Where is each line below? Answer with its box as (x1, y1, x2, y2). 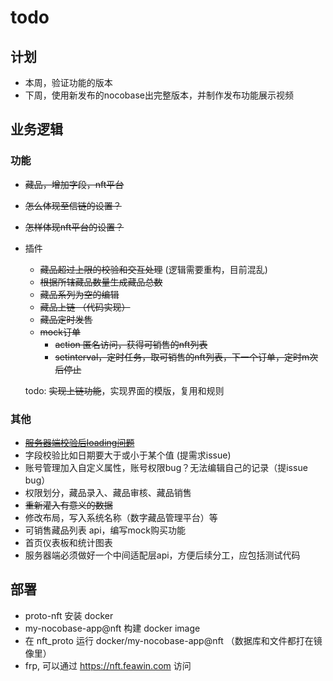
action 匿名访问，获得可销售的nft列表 (54, 338, 208, 350)
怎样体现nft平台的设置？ (24, 221, 125, 233)
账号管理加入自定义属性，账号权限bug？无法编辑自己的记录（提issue (24, 461, 308, 473)
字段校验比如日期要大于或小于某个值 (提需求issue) (24, 449, 232, 461)
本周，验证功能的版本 (24, 77, 113, 88)
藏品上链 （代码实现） (39, 301, 131, 313)
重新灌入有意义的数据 (24, 499, 113, 511)
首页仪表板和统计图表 (24, 536, 113, 548)
